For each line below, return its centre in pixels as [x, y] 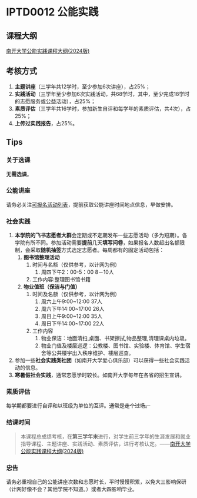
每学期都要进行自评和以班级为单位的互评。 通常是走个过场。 [78, 406]
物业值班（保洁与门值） [52, 287]
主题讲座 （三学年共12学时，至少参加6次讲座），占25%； [83, 87]
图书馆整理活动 [41, 257]
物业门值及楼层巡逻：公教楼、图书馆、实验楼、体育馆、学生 [113, 346]
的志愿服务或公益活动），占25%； [55, 101]
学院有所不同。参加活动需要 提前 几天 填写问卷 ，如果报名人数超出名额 [97, 243]
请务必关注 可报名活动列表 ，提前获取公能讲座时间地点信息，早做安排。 [91, 204]
